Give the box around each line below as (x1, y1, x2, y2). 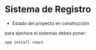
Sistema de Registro (5, 4, 91, 15)
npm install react (5, 39, 44, 45)
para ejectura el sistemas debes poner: (5, 30, 87, 36)
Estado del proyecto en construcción (12, 20, 89, 26)
